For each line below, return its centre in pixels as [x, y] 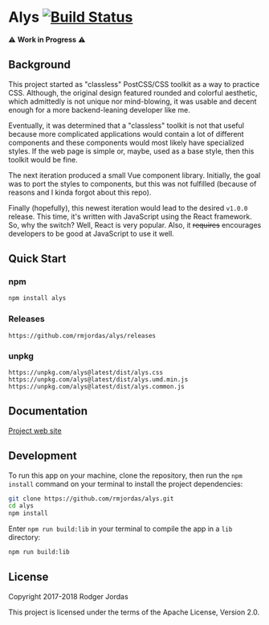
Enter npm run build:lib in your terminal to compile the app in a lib [120, 529]
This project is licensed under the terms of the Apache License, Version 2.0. [134, 612]
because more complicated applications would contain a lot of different [126, 134]
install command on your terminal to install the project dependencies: [126, 483]
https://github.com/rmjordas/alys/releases [82, 335]
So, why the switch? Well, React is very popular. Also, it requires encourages [135, 224]
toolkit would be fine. [43, 159]
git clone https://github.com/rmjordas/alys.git [91, 499]
